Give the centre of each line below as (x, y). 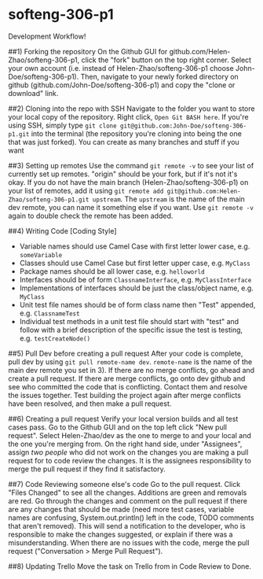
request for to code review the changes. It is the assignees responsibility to (130, 460)
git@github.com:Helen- (204, 191)
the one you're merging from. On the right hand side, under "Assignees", (125, 444)
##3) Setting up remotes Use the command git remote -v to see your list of (131, 165)
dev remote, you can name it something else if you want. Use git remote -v (131, 207)
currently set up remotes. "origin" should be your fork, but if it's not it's (123, 174)
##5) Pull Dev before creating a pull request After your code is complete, (126, 353)
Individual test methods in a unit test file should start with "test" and (129, 321)
